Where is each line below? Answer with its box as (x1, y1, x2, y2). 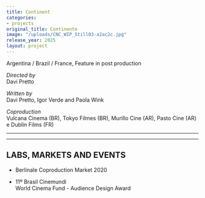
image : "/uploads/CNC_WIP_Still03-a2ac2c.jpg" (6, 32, 127, 38)
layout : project (6, 43, 48, 49)
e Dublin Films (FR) (6, 121, 54, 128)
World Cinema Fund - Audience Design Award (15, 184, 131, 192)
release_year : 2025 (6, 37, 56, 43)
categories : (6, 15, 37, 21)
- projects (6, 20, 34, 26)
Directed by (6, 71, 35, 79)
